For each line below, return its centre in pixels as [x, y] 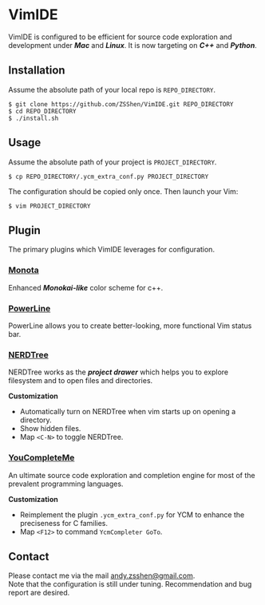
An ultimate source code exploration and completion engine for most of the [132, 475]
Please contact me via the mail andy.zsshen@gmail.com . [102, 575]
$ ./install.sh [34, 118]
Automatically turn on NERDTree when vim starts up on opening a [128, 412]
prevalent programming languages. [66, 484]
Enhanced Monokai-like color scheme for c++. [86, 287]
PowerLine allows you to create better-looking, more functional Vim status [130, 326]
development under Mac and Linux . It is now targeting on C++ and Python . [132, 45]
